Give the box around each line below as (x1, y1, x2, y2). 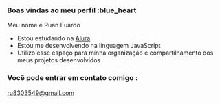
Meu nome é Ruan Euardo (7, 21, 81, 29)
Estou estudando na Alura (16, 34, 91, 42)
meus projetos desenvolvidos (16, 56, 101, 64)
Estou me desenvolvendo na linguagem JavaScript (16, 42, 161, 50)
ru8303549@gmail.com (7, 88, 75, 97)
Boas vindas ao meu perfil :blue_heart (7, 5, 137, 15)
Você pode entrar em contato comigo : (7, 73, 138, 83)
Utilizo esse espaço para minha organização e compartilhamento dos (16, 49, 214, 57)
